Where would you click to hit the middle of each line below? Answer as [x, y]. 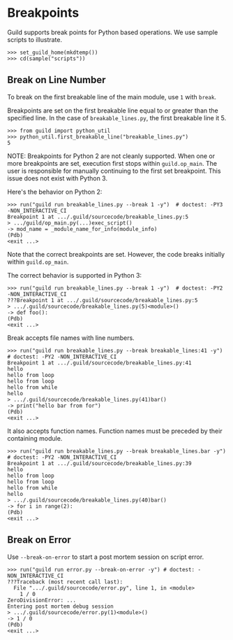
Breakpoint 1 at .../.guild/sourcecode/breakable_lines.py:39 [99, 463]
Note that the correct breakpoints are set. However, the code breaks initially [116, 254]
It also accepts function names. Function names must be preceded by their [115, 431]
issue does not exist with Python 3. [58, 178]
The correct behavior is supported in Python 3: [74, 275]
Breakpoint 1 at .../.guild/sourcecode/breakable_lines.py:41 [99, 363]
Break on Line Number [57, 80]
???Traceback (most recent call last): [65, 582]
